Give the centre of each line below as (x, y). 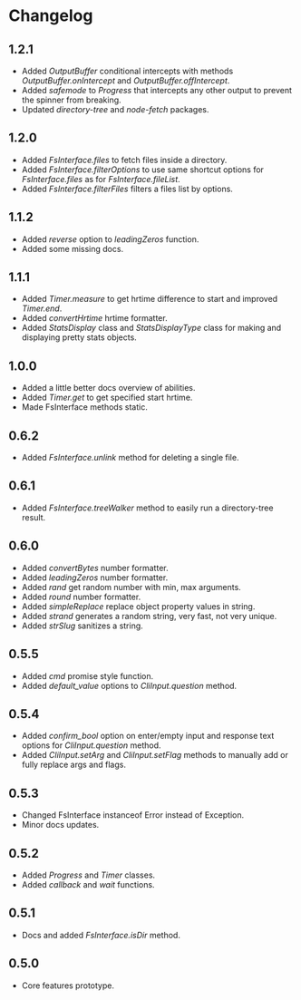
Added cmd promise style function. (87, 675)
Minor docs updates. (60, 825)
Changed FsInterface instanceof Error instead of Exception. (133, 815)
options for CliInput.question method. (91, 745)
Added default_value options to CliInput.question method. (129, 685)
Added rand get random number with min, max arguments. (131, 587)
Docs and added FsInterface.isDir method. (101, 935)
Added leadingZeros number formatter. (95, 578)
